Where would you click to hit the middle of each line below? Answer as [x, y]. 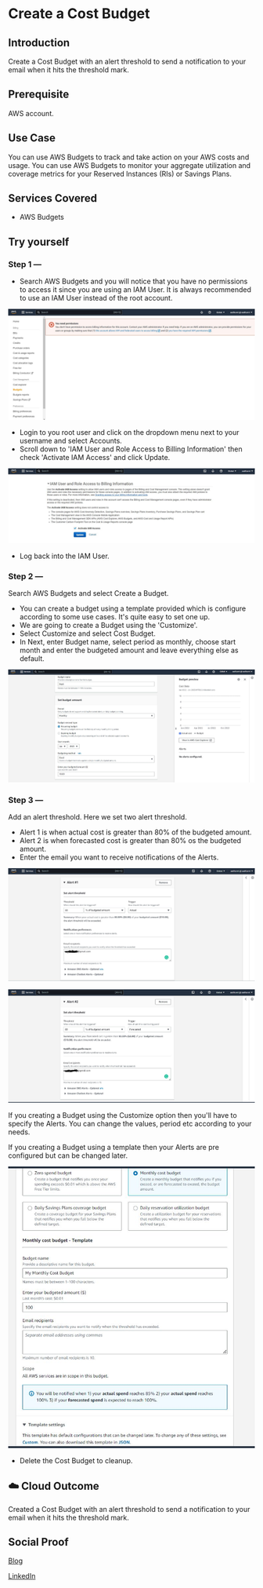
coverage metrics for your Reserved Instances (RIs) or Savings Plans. [120, 173]
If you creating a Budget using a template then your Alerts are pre [113, 1148]
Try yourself [39, 241]
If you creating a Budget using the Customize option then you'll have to [122, 1115]
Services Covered [53, 198]
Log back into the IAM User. [64, 556]
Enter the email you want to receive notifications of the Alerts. [119, 857]
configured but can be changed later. [68, 1155]
